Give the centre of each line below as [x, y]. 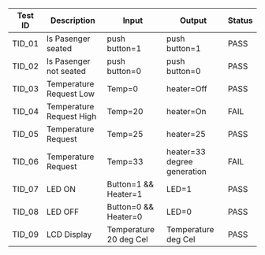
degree [179, 162]
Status [240, 20]
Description [73, 20]
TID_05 [26, 134]
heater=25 [186, 134]
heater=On [186, 111]
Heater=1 [125, 194]
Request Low [71, 94]
